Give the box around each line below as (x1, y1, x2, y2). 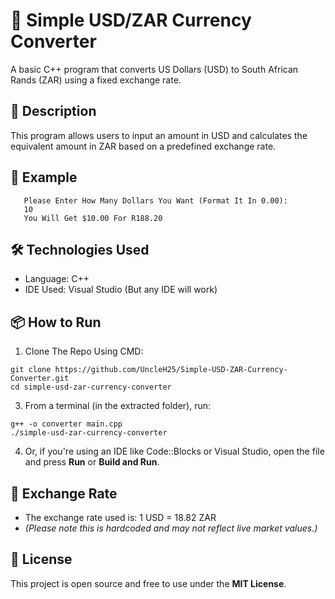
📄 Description (10, 103, 97, 120)
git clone (10, 365, 52, 375)
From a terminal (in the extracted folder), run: (24, 400, 212, 412)
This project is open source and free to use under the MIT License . (10, 577, 287, 589)
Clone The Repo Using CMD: (24, 345, 144, 358)
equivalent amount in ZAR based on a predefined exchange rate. (10, 140, 277, 152)
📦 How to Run (10, 314, 102, 331)
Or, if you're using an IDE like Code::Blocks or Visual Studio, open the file (24, 445, 325, 458)
